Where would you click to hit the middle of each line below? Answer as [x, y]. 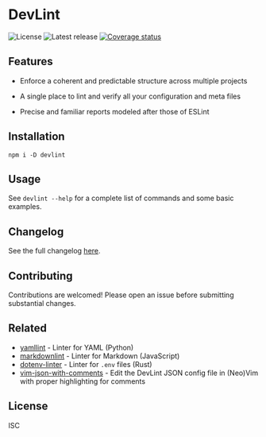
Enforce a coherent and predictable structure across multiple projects [133, 80]
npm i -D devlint [37, 155]
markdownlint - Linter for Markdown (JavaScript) [100, 356]
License [28, 406]
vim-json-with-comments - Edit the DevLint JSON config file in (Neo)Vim [139, 373]
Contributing [40, 276]
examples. [25, 207]
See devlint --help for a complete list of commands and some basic [121, 198]
